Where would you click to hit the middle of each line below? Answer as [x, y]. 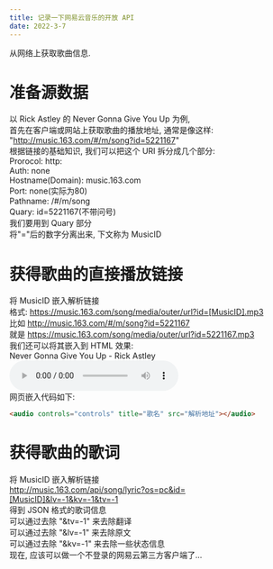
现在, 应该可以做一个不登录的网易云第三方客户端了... [106, 555]
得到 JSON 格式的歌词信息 [58, 510]
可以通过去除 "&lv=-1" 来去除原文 [70, 533]
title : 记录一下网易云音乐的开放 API [72, 18]
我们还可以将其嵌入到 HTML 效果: [71, 346]
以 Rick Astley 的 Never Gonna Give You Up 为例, [100, 119]
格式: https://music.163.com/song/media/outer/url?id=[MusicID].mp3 [136, 312]
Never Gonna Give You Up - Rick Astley [82, 356]
